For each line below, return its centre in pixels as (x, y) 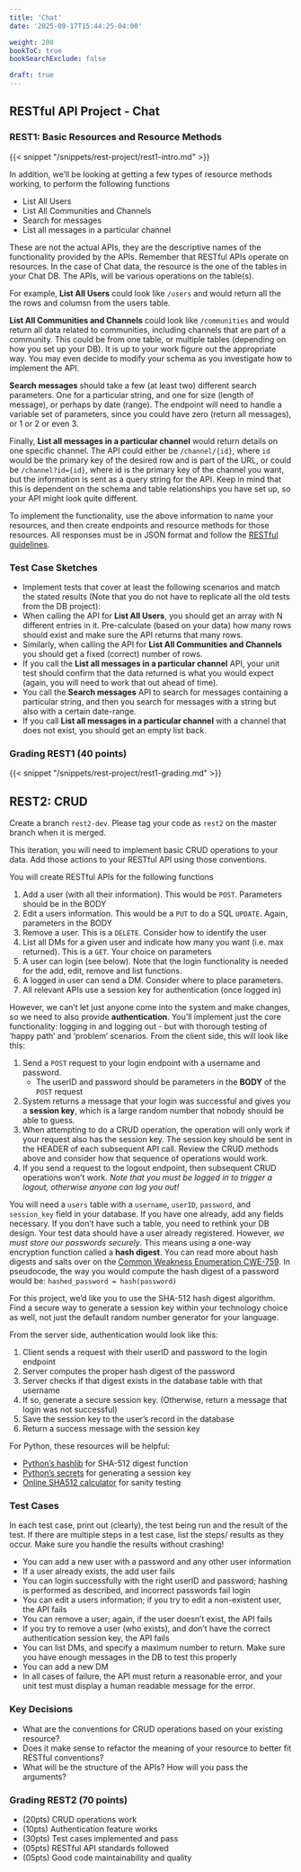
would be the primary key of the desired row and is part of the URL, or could (150, 460)
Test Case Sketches (53, 567)
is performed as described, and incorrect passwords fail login (137, 1591)
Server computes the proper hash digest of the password (128, 1371)
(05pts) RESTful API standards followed (95, 1848)
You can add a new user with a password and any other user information (157, 1562)
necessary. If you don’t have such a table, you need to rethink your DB (139, 1224)
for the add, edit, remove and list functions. (102, 971)
